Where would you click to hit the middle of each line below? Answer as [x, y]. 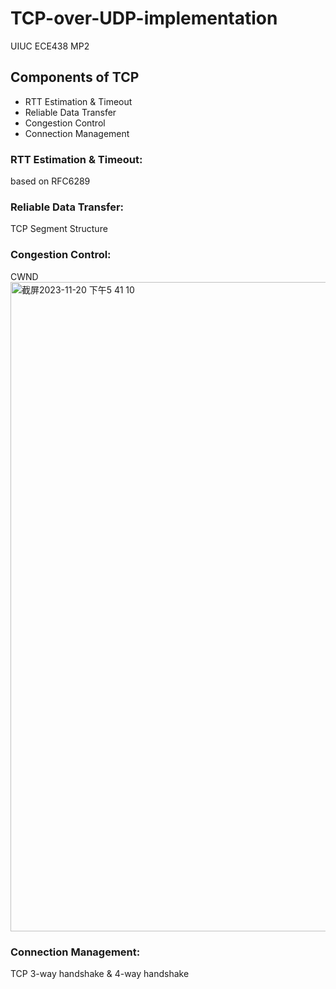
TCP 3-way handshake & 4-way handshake [100, 973]
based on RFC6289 [50, 181]
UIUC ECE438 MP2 [50, 46]
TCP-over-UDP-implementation [144, 18]
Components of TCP [75, 77]
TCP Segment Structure [59, 229]
